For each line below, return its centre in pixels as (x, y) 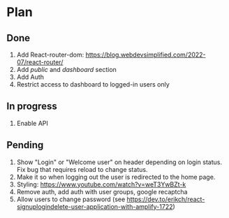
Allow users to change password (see (71, 199)
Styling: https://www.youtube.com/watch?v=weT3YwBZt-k (101, 184)
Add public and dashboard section (66, 70)
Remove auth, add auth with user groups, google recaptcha (102, 191)
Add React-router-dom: (50, 54)
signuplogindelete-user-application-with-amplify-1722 (95, 206)
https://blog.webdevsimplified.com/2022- (146, 54)
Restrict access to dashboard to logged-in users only (93, 84)
